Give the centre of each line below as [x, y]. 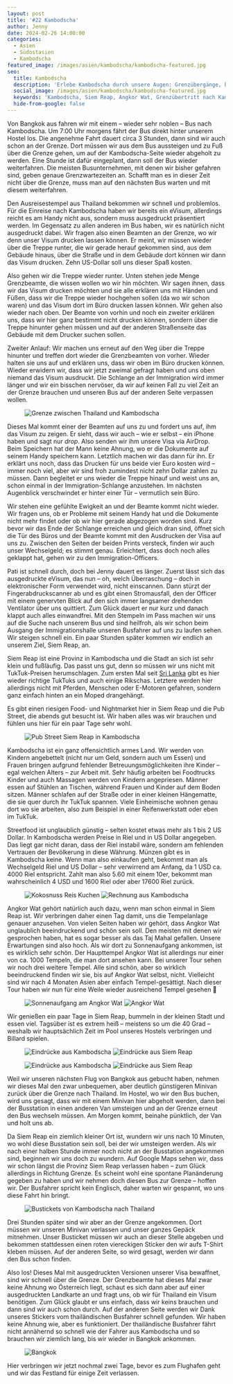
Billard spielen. [28, 1038]
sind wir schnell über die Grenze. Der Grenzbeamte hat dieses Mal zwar [110, 1279]
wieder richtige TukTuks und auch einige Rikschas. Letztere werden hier [110, 680]
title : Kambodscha [40, 78]
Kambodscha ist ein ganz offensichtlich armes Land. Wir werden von [105, 750]
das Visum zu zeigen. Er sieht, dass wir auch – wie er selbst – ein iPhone [111, 433]
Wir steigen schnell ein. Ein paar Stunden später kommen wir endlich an [110, 637]
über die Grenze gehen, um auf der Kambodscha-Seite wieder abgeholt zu [114, 153]
